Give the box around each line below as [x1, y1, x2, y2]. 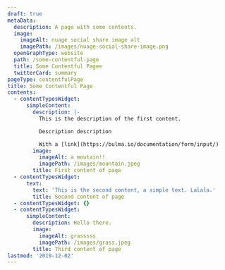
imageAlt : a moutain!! [38, 154, 106, 161]
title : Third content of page [32, 245, 121, 252]
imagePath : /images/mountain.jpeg [38, 160, 140, 168]
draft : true [7, 10, 42, 18]
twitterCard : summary [13, 69, 78, 76]
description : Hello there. [32, 219, 112, 226]
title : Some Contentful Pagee [13, 63, 102, 70]
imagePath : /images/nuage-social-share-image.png [20, 43, 169, 50]
